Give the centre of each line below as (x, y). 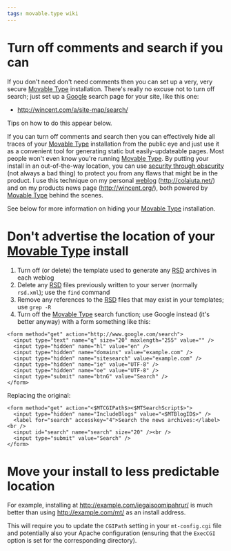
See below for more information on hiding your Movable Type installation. (111, 209)
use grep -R (34, 307)
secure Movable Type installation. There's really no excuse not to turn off (111, 89)
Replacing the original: (39, 395)
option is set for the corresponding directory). (72, 541)
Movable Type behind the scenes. (55, 195)
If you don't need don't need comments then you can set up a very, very (110, 81)
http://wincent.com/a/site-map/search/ (73, 109)
